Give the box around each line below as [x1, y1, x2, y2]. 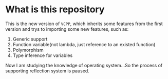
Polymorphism [12, 47, 44, 53]
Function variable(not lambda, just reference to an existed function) [12, 41, 156, 47]
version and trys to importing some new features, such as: [5, 26, 129, 32]
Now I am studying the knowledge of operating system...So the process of [5, 62, 163, 68]
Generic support [12, 36, 48, 42]
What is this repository [5, 4, 105, 15]
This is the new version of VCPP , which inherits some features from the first [5, 21, 163, 27]
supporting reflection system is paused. [5, 68, 90, 74]
